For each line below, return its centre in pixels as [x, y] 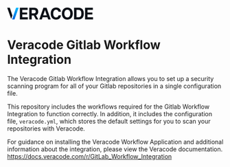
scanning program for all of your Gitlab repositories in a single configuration [114, 86]
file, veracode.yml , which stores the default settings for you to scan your [109, 121]
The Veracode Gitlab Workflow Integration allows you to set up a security [111, 78]
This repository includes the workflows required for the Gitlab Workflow [108, 107]
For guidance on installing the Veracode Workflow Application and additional [115, 142]
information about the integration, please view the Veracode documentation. [115, 149]
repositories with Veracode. [46, 129]
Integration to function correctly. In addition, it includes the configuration [110, 113]
